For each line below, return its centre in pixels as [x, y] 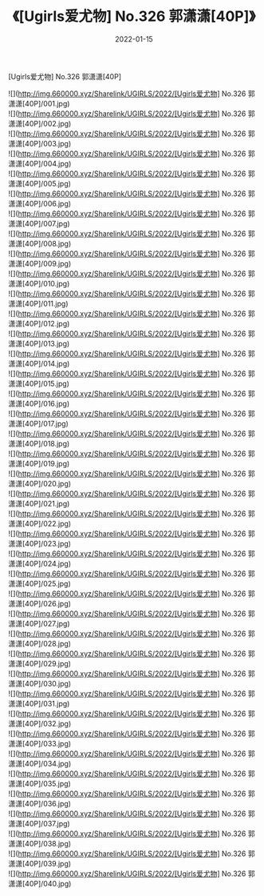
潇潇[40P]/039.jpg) [40, 863]
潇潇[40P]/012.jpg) [39, 323]
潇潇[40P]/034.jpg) [40, 763]
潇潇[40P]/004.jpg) [40, 163]
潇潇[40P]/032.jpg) [40, 723]
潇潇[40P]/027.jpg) [39, 623]
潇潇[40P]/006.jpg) [40, 203]
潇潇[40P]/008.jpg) [40, 243]
